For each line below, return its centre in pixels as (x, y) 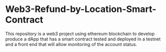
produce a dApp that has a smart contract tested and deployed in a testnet (83, 39)
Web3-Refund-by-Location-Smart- (81, 9)
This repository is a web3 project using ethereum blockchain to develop (80, 33)
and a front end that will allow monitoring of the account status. (71, 44)
